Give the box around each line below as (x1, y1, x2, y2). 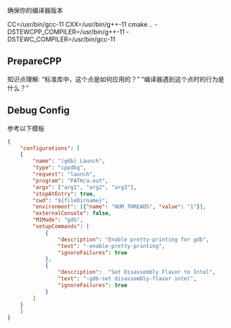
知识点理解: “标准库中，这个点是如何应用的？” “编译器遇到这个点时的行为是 (7, 74, 225, 83)
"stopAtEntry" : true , (32, 190, 96, 197)
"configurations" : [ (20, 145, 80, 152)
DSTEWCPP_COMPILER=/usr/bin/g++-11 (7, 27, 125, 36)
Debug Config (7, 105, 70, 117)
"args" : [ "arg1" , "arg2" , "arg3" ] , (32, 183, 137, 191)
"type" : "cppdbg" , (32, 164, 87, 171)
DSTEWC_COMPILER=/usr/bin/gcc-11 (7, 35, 115, 44)
